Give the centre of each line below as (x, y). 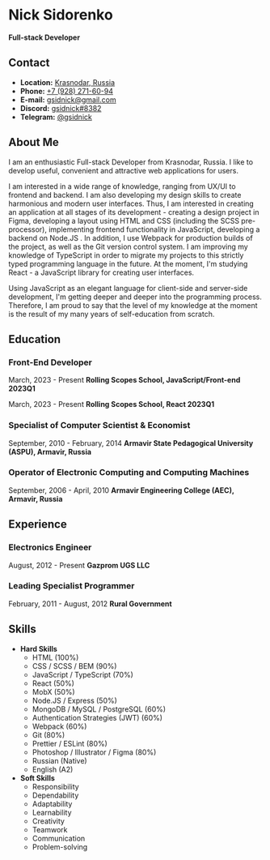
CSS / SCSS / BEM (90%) (74, 665)
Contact (29, 63)
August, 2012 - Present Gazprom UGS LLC (79, 565)
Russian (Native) (59, 760)
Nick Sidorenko (61, 15)
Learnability (52, 812)
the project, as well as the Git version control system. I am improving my (128, 246)
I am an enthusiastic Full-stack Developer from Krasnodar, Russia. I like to (131, 162)
